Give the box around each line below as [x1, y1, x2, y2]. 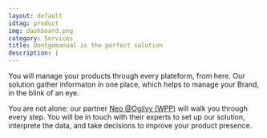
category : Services [8, 34, 74, 43]
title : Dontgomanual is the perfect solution [8, 42, 163, 50]
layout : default [8, 11, 63, 20]
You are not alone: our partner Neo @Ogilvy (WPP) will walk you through [8, 103, 249, 113]
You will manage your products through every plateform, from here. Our [8, 71, 245, 80]
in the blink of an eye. [8, 88, 80, 97]
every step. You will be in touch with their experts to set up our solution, [8, 112, 246, 121]
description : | [8, 49, 59, 57]
